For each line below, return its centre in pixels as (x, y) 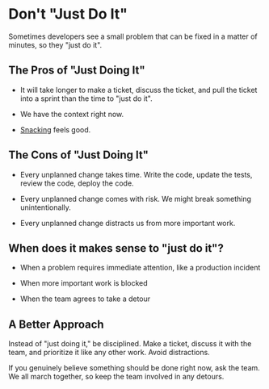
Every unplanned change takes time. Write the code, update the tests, (136, 174)
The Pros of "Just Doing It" (77, 71)
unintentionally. (45, 207)
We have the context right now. (72, 114)
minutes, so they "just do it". (55, 44)
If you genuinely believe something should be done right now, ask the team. (134, 368)
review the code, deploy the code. (77, 183)
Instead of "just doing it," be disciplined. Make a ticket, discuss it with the (130, 344)
